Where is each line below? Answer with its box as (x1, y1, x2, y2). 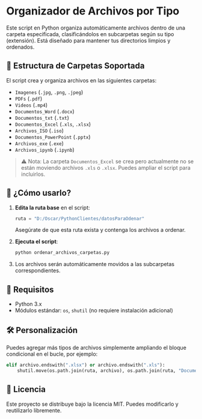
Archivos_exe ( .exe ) (14, 140, 64, 147)
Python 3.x (14, 300, 42, 308)
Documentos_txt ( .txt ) (14, 114, 69, 121)
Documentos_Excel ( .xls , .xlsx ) (14, 120, 91, 128)
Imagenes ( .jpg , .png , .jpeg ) (14, 88, 84, 96)
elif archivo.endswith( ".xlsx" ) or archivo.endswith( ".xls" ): (6, 362, 165, 368)
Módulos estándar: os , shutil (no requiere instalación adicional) (14, 307, 173, 314)
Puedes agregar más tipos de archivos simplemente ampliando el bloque (6, 344, 186, 351)
